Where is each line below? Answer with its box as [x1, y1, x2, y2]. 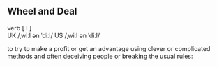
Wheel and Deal [7, 6, 77, 17]
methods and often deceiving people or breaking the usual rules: [7, 52, 193, 60]
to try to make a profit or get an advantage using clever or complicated [7, 44, 211, 52]
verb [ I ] [7, 23, 32, 32]
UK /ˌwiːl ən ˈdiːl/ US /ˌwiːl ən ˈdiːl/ [7, 31, 100, 39]
